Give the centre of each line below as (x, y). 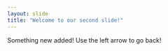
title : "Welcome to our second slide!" (65, 20)
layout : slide (28, 14)
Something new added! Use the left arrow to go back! (84, 40)
